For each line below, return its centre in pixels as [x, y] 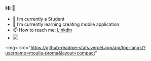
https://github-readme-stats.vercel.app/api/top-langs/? [88, 48]
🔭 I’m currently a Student [39, 19]
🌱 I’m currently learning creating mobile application [66, 24]
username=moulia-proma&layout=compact [50, 53]
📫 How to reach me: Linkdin [42, 30]
